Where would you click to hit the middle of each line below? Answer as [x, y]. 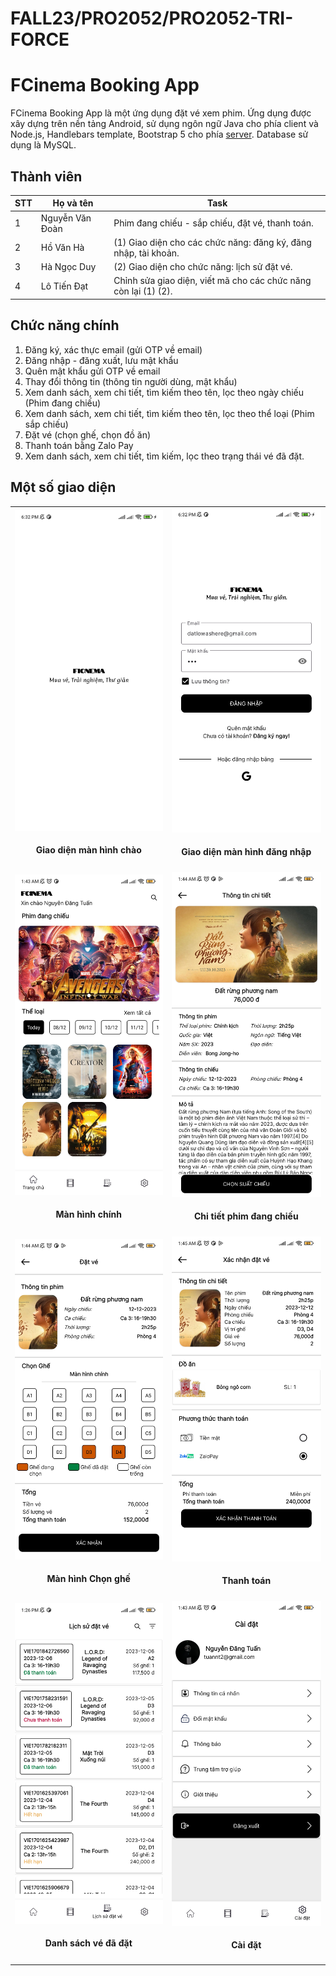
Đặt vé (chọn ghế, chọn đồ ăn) [88, 434]
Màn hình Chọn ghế [88, 1579]
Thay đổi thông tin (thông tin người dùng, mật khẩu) [131, 381]
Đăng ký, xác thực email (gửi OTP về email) [113, 349]
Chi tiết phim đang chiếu [246, 1216]
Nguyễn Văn [66, 218]
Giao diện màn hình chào [88, 850]
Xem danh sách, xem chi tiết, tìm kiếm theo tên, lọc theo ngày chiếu [164, 392]
